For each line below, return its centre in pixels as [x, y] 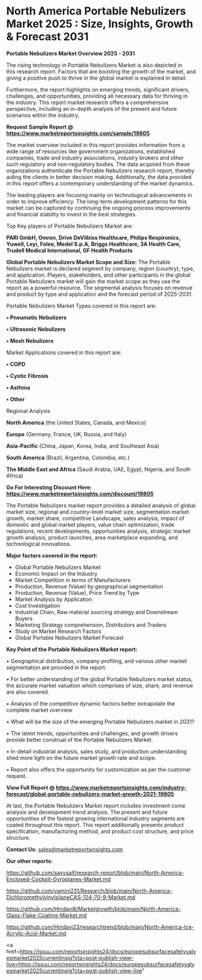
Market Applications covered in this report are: [64, 352]
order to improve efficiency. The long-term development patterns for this [96, 201]
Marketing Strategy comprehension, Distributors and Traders [91, 624]
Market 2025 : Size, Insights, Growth [100, 24]
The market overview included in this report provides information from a [96, 145]
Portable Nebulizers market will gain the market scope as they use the [93, 281]
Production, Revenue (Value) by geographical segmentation [89, 586]
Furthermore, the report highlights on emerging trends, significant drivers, [98, 89]
